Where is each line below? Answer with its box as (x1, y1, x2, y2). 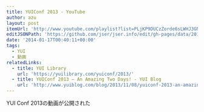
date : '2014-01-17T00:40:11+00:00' (6, 37, 97, 43)
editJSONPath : (6, 31, 42, 38)
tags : (6, 43, 20, 49)
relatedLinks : (6, 59, 42, 65)
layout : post (6, 20, 39, 26)
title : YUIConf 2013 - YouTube (6, 8, 86, 15)
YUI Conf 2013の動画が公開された (6, 99, 91, 107)
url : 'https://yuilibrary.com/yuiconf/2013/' (17, 71, 135, 77)
